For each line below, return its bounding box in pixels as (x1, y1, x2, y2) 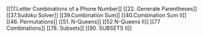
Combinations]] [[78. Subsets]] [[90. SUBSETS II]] (6, 24, 132, 32)
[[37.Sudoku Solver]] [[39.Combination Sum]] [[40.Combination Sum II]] (6, 12, 186, 19)
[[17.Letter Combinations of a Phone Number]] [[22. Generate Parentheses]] (6, 5, 197, 12)
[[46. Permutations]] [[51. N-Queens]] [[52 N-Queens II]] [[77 (6, 18, 161, 25)
